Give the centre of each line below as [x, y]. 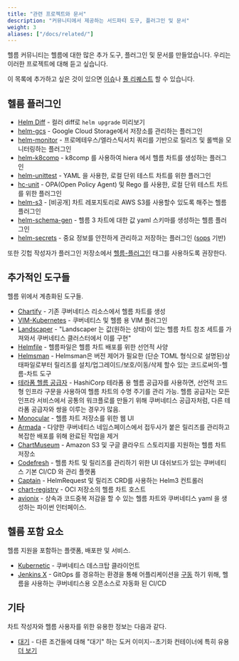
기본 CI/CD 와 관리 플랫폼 [60, 472]
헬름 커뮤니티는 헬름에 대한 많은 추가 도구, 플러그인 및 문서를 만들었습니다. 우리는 [119, 55]
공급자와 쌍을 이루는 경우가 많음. [76, 409]
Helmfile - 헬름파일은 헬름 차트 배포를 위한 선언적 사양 [93, 347]
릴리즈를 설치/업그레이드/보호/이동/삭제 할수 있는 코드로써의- [138, 365]
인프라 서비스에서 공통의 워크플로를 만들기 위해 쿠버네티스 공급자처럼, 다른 [120, 400]
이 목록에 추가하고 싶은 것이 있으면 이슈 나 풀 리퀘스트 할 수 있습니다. [101, 79]
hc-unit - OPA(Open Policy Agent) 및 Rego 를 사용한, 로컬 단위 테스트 [116, 184]
